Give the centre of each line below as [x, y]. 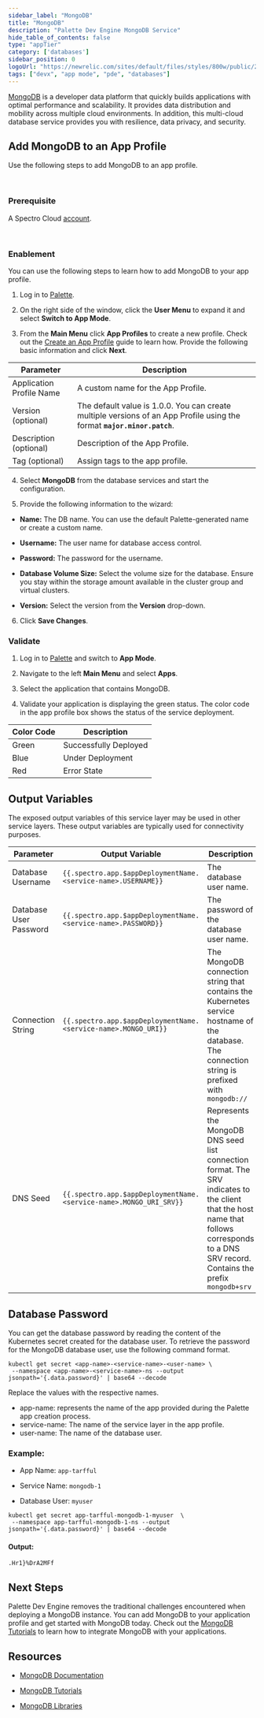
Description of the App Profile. [133, 444]
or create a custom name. [61, 528]
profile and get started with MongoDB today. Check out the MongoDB [121, 1623]
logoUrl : [22, 67]
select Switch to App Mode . [65, 318]
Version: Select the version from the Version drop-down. [112, 606]
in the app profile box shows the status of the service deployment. [127, 712]
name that [226, 1219]
